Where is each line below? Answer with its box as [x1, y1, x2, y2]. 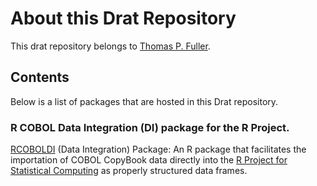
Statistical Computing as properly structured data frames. [10, 165, 248, 177]
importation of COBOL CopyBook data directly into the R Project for [10, 154, 288, 166]
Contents [10, 69, 70, 86]
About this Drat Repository [10, 7, 237, 30]
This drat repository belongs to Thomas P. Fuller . [10, 40, 211, 52]
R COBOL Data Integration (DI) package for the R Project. [10, 120, 290, 134]
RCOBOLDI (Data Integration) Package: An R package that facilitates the [10, 143, 307, 156]
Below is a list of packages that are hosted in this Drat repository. [10, 95, 279, 107]
